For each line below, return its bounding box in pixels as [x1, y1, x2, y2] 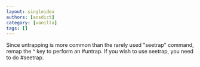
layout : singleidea [6, 8, 55, 15]
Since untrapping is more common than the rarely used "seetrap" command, [6, 42, 194, 49]
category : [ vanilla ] [6, 20, 58, 25]
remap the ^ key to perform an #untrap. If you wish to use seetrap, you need [6, 48, 194, 55]
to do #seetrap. [6, 54, 44, 61]
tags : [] [6, 25, 28, 31]
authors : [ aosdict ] [6, 14, 55, 20]
